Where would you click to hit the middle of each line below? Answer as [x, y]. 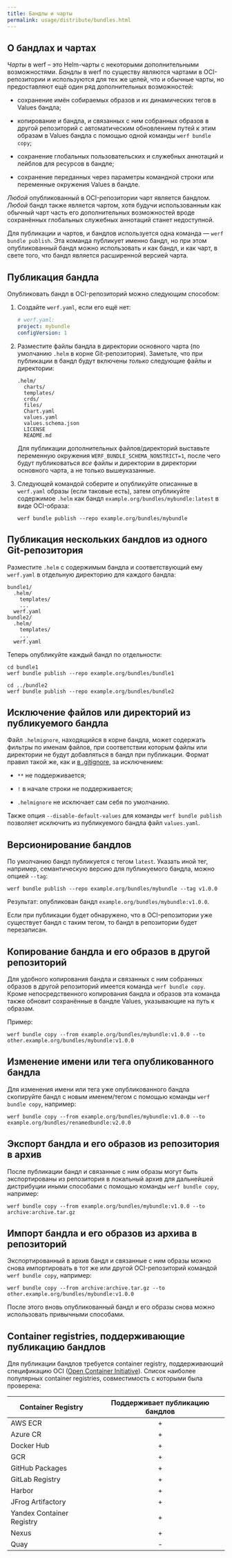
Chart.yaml [39, 411]
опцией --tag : [28, 876]
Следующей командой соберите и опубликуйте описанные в [107, 483]
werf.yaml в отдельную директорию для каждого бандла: [91, 574]
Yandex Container [40, 1513]
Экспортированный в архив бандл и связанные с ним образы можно [109, 1261]
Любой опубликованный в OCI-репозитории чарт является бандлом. [109, 198]
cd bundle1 [23, 667]
